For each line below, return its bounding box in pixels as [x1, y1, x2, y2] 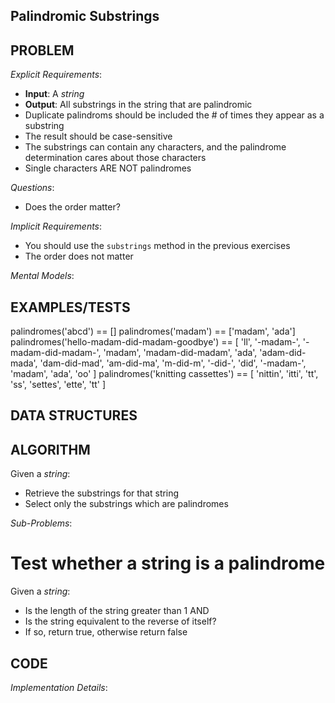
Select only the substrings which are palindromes [24, 498, 229, 510]
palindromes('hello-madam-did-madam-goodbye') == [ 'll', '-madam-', [10, 336, 301, 348]
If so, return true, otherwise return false [24, 626, 188, 638]
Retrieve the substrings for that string [24, 487, 180, 499]
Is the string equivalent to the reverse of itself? [24, 615, 217, 628]
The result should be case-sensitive [24, 130, 173, 143]
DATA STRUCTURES [10, 407, 138, 424]
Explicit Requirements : [10, 69, 103, 81]
